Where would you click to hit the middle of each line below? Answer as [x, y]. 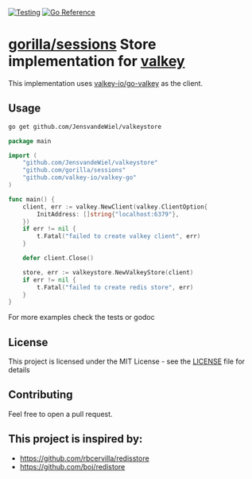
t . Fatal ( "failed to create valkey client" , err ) [119, 236]
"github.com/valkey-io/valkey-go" [79, 178]
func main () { [32, 199]
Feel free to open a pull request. [60, 414]
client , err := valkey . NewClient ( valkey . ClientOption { [115, 207]
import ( [23, 155]
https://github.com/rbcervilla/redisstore [84, 458]
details [19, 370]
